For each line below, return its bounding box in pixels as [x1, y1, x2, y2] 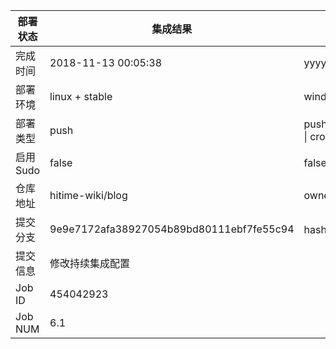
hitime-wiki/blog [49, 189, 128, 202]
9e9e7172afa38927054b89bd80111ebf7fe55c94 [49, 222, 295, 236]
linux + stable [49, 90, 113, 103]
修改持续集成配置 [49, 257, 131, 270]
